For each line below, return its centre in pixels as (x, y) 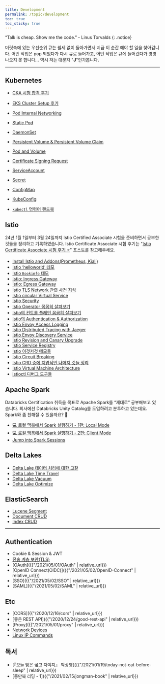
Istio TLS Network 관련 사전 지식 (44, 290)
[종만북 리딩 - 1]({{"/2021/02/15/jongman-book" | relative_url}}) (75, 676)
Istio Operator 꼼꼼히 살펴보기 (41, 307)
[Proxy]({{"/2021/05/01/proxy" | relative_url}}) (58, 624)
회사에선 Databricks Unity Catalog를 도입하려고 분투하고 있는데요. (83, 408)
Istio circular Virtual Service (40, 295)
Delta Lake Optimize (32, 484)
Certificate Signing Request (40, 161)
